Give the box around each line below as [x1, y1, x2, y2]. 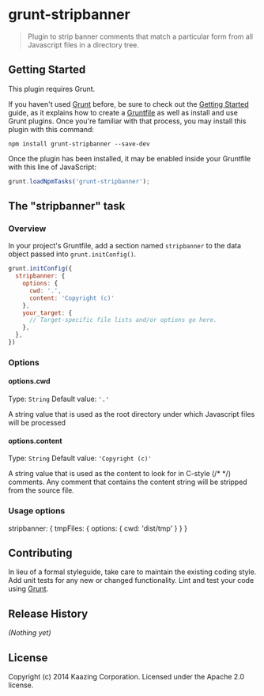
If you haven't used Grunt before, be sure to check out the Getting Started [8, 99, 249, 108]
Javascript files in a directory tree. [27, 40, 140, 49]
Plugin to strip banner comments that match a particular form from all [27, 32, 254, 41]
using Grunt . [8, 584, 49, 594]
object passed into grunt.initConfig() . [8, 249, 137, 259]
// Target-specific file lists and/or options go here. [28, 316, 217, 324]
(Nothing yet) [8, 628, 51, 637]
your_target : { [22, 308, 73, 317]
